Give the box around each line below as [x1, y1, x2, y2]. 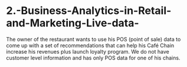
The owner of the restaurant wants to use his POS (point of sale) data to [6, 36, 181, 43]
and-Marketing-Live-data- [6, 16, 140, 30]
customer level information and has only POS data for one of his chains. [6, 54, 181, 61]
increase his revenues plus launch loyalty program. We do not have [6, 48, 169, 55]
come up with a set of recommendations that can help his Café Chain [6, 42, 175, 49]
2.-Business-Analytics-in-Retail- [6, 4, 172, 17]
